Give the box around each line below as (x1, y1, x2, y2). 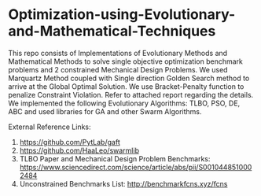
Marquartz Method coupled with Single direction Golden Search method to (8, 73, 250, 83)
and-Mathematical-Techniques (8, 22, 216, 40)
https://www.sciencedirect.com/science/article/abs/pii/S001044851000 (19, 162, 252, 172)
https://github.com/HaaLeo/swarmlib (19, 146, 140, 155)
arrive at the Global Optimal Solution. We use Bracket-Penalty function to (8, 81, 244, 91)
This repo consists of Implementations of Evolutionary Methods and (8, 48, 228, 57)
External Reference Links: (8, 122, 92, 131)
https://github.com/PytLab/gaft (19, 137, 120, 146)
